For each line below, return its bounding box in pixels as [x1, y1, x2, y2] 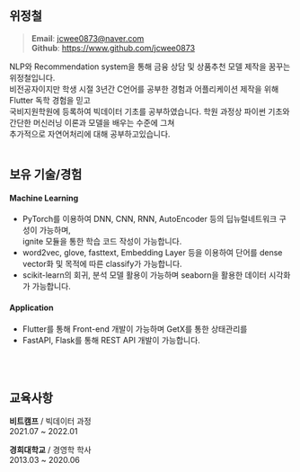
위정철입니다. [9, 72, 56, 83]
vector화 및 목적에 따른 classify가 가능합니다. [22, 259, 182, 270]
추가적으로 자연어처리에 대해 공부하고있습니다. [9, 129, 171, 139]
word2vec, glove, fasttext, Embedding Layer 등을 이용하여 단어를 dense [22, 247, 283, 258]
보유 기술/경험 [9, 167, 83, 183]
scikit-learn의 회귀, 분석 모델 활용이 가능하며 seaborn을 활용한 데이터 [22, 270, 267, 281]
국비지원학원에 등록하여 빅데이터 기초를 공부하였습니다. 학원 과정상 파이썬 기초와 [9, 106, 290, 117]
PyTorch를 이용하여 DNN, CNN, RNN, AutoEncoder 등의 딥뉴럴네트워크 [22, 214, 278, 225]
